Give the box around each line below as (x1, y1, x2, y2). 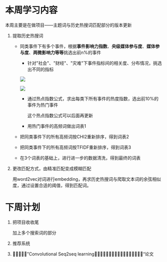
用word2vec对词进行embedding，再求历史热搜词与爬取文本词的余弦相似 (12, 176, 161, 182)
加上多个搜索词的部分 (12, 230, 56, 236)
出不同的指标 (27, 66, 54, 72)
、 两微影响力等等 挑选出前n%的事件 (28, 49, 101, 55)
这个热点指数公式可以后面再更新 (27, 112, 93, 118)
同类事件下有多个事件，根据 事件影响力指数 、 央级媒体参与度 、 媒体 (19, 43, 156, 49)
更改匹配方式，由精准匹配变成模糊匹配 (12, 165, 91, 171)
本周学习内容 (5, 4, 58, 16)
